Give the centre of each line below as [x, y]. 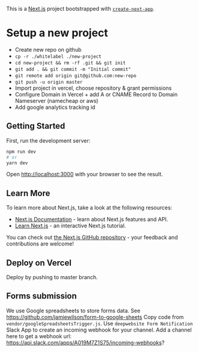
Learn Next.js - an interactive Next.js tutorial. [70, 226]
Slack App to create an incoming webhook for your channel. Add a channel [99, 330]
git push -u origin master [49, 82]
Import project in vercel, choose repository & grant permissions [93, 88]
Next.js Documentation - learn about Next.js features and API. [91, 220]
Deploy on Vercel [39, 263]
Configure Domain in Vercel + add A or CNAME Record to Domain [96, 94]
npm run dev [21, 152]
